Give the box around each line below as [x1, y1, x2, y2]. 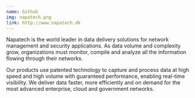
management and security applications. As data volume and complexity [6, 42, 181, 49]
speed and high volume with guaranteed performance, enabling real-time [6, 72, 186, 80]
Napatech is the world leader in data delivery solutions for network [6, 36, 169, 43]
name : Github [6, 8, 39, 15]
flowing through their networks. [6, 55, 83, 62]
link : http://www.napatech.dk [6, 20, 81, 26]
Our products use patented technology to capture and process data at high [6, 67, 190, 74]
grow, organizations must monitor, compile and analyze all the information [6, 49, 187, 56]
